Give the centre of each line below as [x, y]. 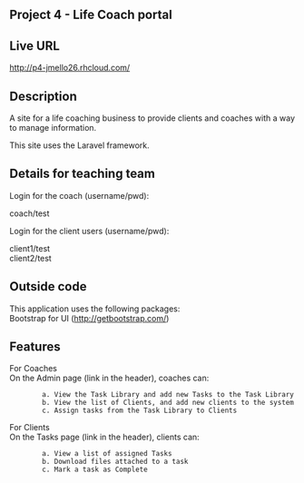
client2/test [30, 258]
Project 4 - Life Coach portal [91, 15]
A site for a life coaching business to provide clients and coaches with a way [152, 118]
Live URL [35, 46]
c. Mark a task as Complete [95, 470]
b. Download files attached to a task [115, 462]
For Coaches [33, 369]
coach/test [29, 213]
